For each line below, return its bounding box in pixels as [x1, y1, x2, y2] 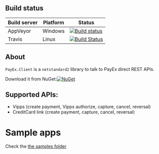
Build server [8, 19, 38, 26]
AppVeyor [8, 27, 31, 34]
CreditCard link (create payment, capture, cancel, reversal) [12, 109, 135, 115]
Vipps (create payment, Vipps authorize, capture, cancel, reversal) [12, 104, 151, 110]
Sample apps [5, 127, 61, 138]
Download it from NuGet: [5, 75, 57, 82]
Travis [8, 35, 23, 42]
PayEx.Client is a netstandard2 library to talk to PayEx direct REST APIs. [5, 66, 155, 72]
